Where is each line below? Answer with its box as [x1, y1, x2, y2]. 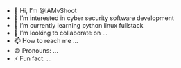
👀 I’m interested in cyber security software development [13, 14, 175, 22]
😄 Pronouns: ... [13, 46, 59, 55]
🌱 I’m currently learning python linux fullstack [13, 22, 144, 29]
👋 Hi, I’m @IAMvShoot [13, 7, 78, 15]
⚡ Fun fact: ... [13, 54, 52, 62]
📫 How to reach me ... [13, 37, 78, 44]
